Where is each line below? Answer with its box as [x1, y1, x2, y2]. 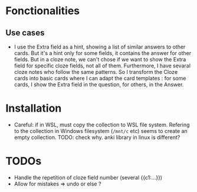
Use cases [5, 28, 45, 38]
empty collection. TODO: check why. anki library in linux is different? [14, 134, 180, 141]
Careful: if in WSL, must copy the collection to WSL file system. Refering [14, 121, 190, 128]
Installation [5, 102, 62, 115]
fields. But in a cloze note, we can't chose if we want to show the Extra [14, 56, 186, 63]
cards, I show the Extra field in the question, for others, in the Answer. [14, 81, 184, 88]
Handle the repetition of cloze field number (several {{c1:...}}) [14, 174, 163, 181]
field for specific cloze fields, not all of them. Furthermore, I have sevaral [14, 62, 191, 69]
